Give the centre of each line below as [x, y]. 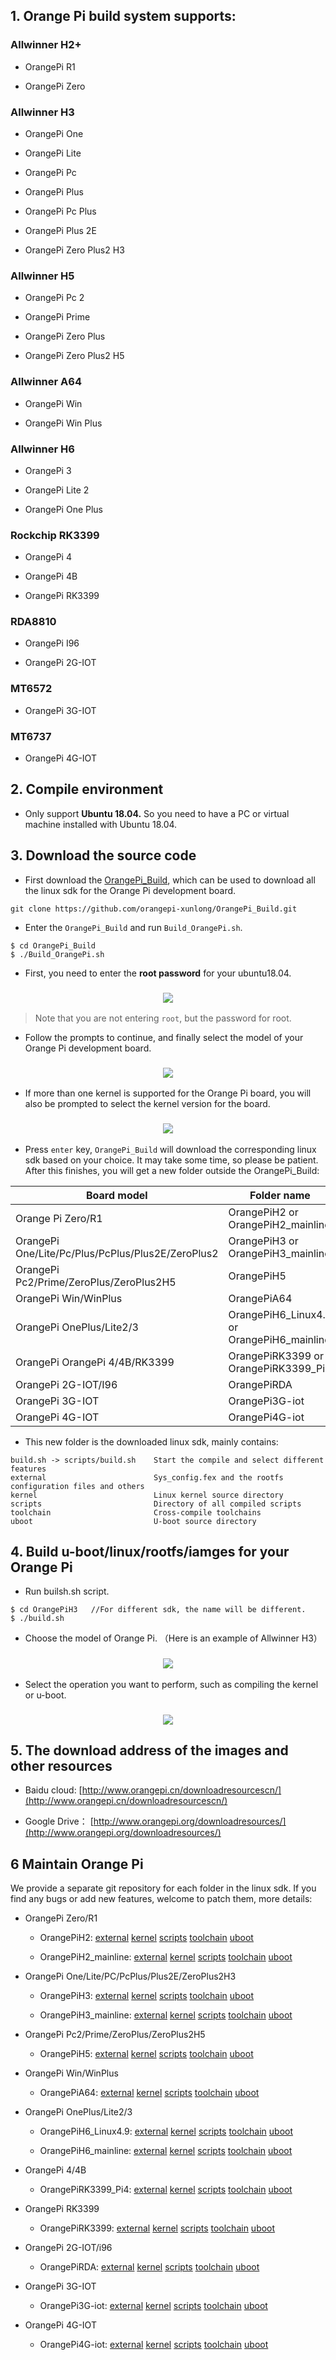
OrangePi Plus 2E [60, 230]
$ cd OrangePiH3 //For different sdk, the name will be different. [158, 1610]
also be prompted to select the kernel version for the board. [147, 1104]
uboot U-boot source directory [133, 1521]
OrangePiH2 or [263, 1212]
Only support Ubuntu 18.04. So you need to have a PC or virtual [157, 813]
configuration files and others [77, 1486]
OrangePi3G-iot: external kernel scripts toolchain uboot [153, 2306]
